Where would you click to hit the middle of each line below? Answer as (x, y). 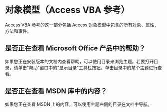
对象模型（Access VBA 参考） (67, 10)
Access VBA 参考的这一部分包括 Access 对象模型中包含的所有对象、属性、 (82, 25)
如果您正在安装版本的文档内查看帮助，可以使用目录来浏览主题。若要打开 (79, 61)
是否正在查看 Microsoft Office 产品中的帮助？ (75, 49)
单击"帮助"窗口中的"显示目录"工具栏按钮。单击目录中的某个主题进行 (88, 67)
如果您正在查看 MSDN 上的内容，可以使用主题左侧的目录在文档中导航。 (79, 104)
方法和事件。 (18, 31)
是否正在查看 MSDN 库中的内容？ (56, 91)
